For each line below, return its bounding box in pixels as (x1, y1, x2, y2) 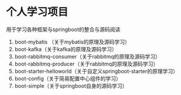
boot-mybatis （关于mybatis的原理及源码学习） (14, 38, 130, 45)
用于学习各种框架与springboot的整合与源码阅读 (6, 26, 121, 33)
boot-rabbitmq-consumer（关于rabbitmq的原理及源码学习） (14, 53, 161, 60)
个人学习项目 (6, 5, 69, 19)
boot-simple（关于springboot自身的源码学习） (14, 82, 128, 89)
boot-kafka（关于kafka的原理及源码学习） (14, 45, 117, 53)
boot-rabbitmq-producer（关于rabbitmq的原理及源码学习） (14, 60, 159, 67)
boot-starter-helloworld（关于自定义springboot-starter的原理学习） (14, 67, 179, 74)
